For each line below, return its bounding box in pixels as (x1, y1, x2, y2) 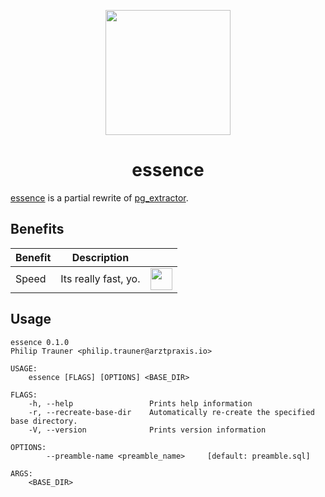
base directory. (10, 416, 78, 426)
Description (71, 250, 130, 264)
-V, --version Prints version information (28, 425, 267, 435)
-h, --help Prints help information (28, 398, 253, 409)
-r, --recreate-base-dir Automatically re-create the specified (28, 407, 315, 417)
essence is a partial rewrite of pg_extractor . (10, 191, 189, 204)
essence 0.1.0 (10, 337, 70, 347)
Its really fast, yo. (60, 272, 141, 286)
